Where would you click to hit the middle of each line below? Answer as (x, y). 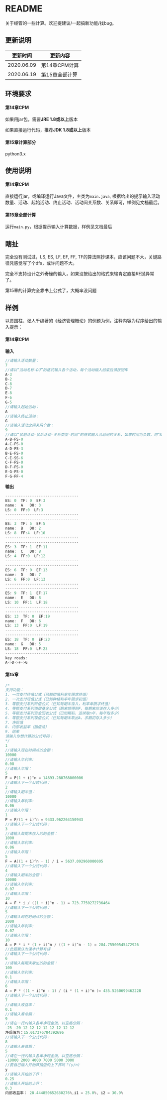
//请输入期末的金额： (24, 875)
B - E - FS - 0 (14, 453)
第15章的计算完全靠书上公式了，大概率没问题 (51, 291)
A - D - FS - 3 (14, 449)
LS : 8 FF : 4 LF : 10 (25, 533)
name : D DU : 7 (23, 575)
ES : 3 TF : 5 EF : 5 (25, 524)
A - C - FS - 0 (14, 444)
